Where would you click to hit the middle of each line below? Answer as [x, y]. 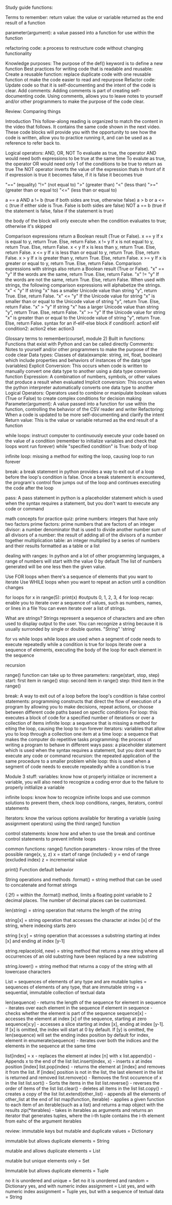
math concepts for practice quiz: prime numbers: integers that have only [82, 519]
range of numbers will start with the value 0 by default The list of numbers [83, 561]
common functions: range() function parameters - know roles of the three [83, 849]
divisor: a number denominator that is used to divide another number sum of [86, 530]
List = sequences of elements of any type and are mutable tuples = [76, 982]
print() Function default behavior [39, 869]
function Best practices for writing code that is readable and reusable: [79, 69]
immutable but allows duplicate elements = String [58, 1141]
